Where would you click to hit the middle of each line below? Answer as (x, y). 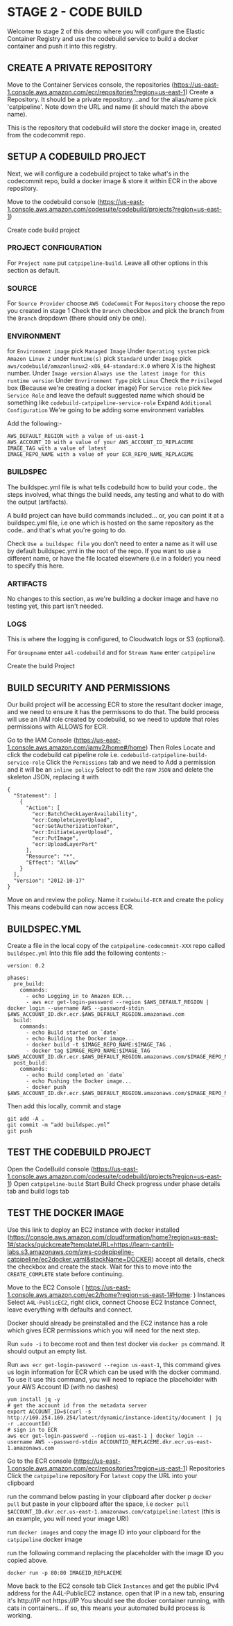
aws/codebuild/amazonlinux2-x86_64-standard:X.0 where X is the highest (112, 366)
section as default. (34, 270)
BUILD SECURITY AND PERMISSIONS (89, 688)
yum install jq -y (34, 1399)
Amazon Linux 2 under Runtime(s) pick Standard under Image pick (100, 359)
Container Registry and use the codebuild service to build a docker (103, 38)
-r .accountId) (29, 1423)
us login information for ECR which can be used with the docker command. (114, 1372)
